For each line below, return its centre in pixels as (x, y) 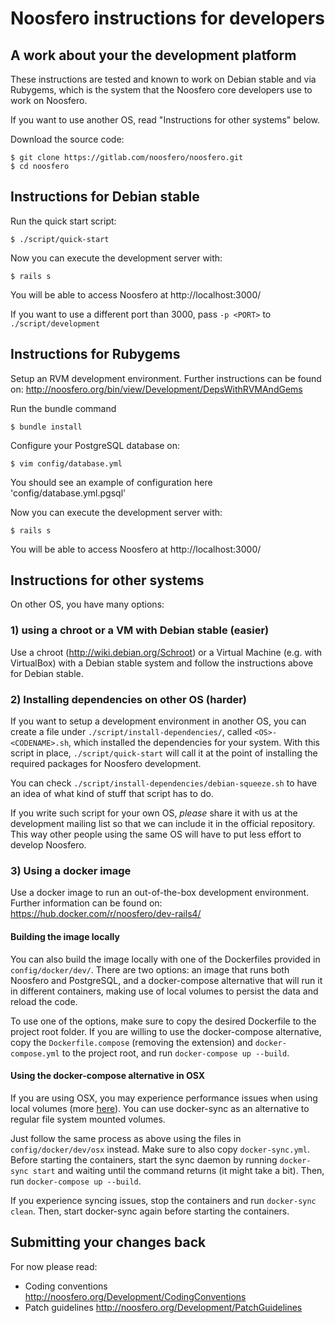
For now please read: (54, 1266)
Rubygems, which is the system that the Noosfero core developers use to (161, 90)
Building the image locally (65, 936)
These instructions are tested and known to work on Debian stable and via (163, 79)
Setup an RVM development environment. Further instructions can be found (166, 378)
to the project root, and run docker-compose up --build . (175, 1053)
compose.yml (35, 1053)
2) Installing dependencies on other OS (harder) (129, 699)
